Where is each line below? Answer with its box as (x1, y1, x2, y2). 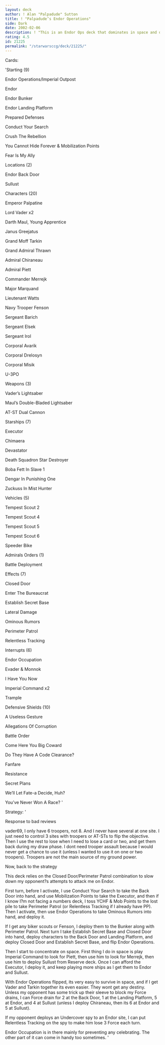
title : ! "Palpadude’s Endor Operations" (5, 16, 91, 21)
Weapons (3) (5, 381, 31, 386)
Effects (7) (5, 571, 26, 577)
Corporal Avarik (5, 342, 37, 349)
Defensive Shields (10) (5, 704, 51, 710)
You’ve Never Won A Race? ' (5, 799, 63, 805)
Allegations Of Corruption (5, 723, 57, 729)
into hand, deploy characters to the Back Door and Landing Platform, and (5, 934, 153, 939)
